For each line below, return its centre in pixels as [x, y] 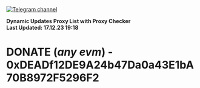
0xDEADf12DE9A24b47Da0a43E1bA [100, 65]
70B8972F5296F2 [53, 78]
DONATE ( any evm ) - [60, 52]
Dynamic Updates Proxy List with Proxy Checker [68, 21]
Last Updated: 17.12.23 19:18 [42, 28]
